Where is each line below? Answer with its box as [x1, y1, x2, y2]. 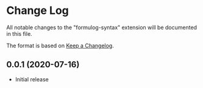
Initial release [15, 75, 49, 83]
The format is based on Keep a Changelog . [6, 42, 114, 49]
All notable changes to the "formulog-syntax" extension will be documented [6, 24, 197, 31]
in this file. [6, 30, 32, 37]
